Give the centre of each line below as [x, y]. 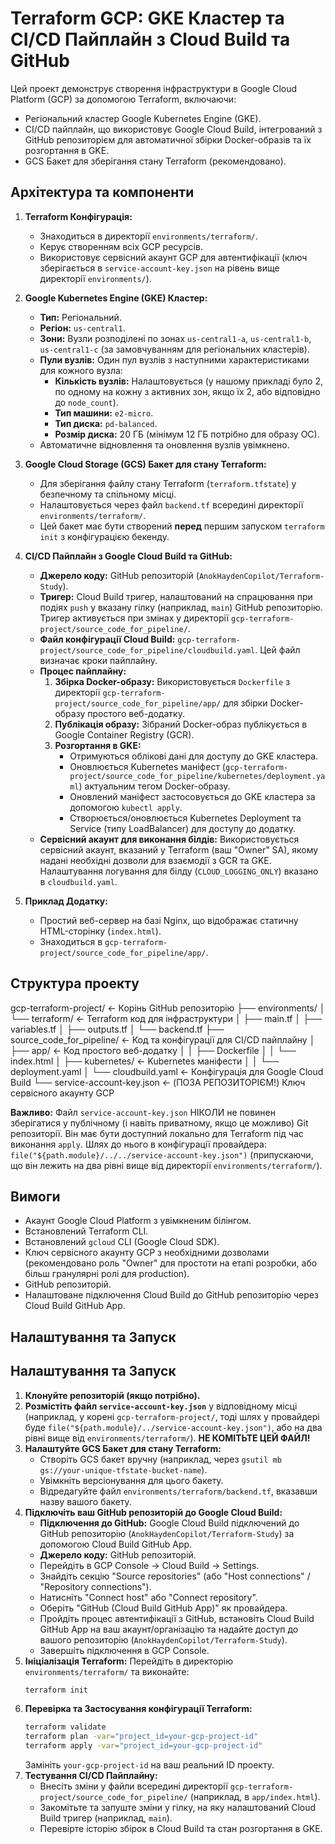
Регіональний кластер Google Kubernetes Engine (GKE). [143, 118]
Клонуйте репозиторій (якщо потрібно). [112, 1395]
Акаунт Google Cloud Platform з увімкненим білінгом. [138, 1221]
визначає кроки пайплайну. [98, 660]
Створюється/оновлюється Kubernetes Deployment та [185, 818]
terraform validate [65, 1727]
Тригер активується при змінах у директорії [134, 618]
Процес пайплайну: [83, 671]
